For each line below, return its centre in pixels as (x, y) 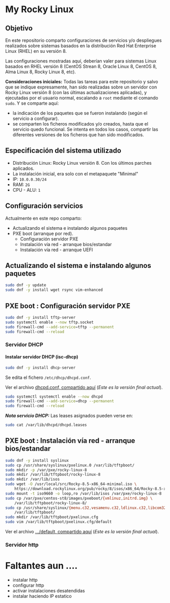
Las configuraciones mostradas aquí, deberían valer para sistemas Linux (81, 61)
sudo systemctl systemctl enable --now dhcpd (54, 397)
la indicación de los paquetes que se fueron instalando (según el (80, 113)
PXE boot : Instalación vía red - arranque (70, 441)
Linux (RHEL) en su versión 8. (36, 51)
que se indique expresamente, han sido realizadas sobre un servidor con (81, 87)
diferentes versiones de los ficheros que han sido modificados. (78, 135)
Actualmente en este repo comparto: (44, 218)
